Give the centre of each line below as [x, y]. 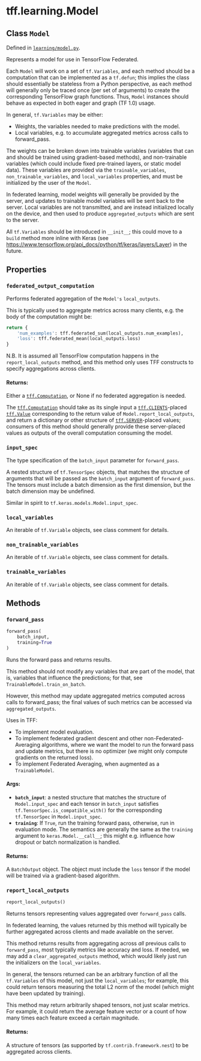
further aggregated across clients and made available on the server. [90, 932]
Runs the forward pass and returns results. [59, 660]
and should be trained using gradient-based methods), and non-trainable [97, 157]
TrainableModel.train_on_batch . [46, 684]
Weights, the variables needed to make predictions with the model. [97, 126]
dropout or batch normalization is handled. [67, 842]
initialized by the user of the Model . [49, 183]
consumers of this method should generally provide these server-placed [96, 427]
